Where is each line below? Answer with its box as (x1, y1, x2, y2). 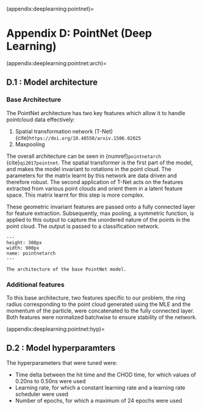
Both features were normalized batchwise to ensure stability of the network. (6, 313, 197, 320)
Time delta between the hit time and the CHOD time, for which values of (15, 371, 196, 378)
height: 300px (6, 239, 43, 246)
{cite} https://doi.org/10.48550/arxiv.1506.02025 (15, 134, 141, 141)
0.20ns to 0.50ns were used (15, 377, 87, 384)
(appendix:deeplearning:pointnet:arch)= (6, 59, 107, 66)
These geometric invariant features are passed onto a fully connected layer (6, 203, 196, 210)
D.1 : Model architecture (6, 77, 98, 88)
